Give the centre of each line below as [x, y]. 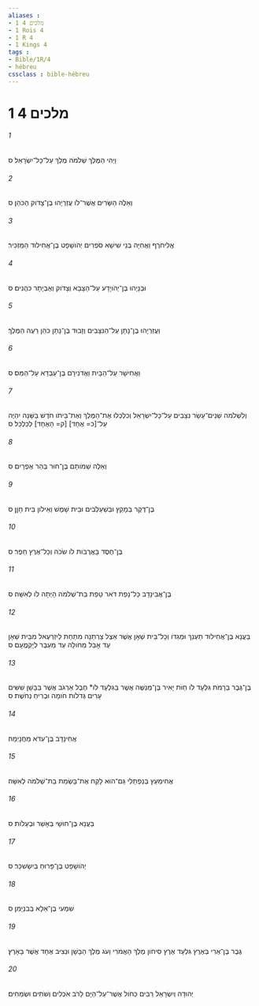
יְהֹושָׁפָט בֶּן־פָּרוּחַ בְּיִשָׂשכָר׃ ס [47, 866]
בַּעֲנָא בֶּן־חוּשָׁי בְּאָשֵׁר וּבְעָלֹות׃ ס [51, 824]
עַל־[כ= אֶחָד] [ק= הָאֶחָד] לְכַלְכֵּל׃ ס [58, 424]
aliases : [24, 15]
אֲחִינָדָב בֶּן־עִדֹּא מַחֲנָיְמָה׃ [43, 738]
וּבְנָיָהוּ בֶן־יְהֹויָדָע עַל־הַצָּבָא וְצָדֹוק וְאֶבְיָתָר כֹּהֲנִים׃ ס [78, 287]
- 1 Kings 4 [28, 45]
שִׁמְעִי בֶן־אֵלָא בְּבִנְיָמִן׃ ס [41, 908]
